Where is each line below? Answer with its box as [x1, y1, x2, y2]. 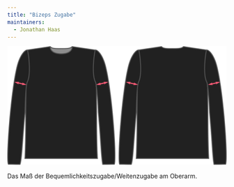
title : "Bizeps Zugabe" [7, 11, 77, 18]
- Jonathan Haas [13, 26, 61, 33]
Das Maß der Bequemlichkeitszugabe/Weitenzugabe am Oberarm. [7, 172, 198, 180]
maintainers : [7, 18, 45, 26]
